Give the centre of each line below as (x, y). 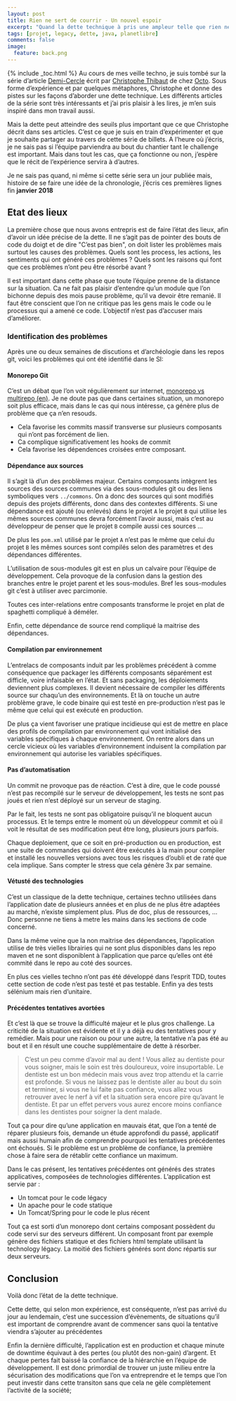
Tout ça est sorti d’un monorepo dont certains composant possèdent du (111, 1226)
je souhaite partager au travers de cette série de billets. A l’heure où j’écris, (116, 139)
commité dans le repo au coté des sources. (70, 963)
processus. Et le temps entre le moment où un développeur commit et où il (115, 821)
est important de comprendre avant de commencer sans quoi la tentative (113, 1324)
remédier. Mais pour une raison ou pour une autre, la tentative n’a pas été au (118, 1038)
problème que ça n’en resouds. (52, 414)
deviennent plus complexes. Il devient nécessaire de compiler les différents (116, 687)
